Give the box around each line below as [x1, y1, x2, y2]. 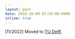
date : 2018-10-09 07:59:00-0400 [5, 11, 70, 16]
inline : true [5, 16, 31, 20]
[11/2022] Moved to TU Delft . [5, 29, 63, 35]
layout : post [5, 7, 31, 12]
